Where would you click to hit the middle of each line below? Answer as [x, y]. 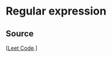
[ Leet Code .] [22, 48]
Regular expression [56, 11]
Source [20, 34]
